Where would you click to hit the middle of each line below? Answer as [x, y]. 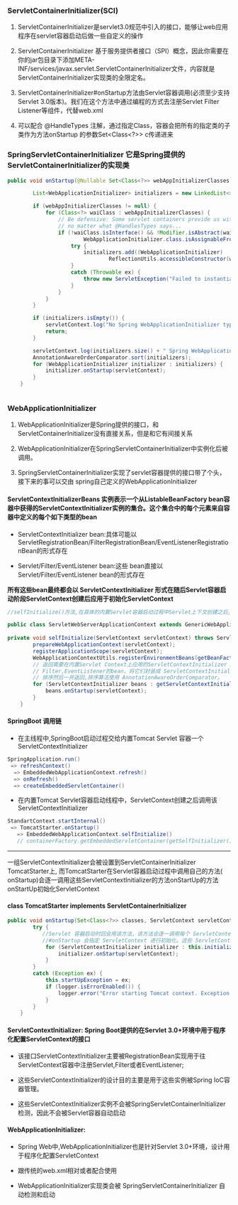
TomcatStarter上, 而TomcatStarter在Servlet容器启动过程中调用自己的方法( [115, 871]
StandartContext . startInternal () [57, 821]
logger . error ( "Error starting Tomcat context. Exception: [145, 993]
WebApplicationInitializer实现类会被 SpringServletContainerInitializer [117, 1185]
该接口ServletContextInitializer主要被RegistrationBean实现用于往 [112, 1056]
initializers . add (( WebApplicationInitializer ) [153, 252]
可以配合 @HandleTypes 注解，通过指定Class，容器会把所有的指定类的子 [124, 126]
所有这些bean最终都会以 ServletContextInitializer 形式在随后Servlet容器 [114, 589]
